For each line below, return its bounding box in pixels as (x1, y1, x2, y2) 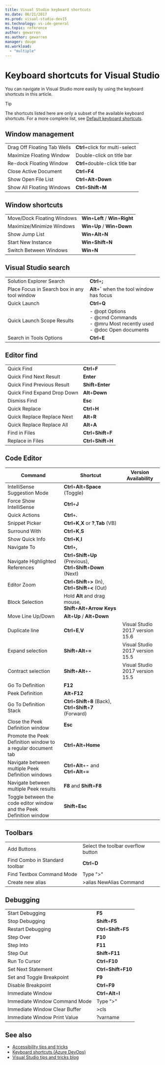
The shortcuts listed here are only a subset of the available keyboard (5, 110, 144, 116)
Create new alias (7, 879, 46, 886)
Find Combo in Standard (7, 857, 64, 864)
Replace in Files (7, 437, 44, 444)
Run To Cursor (7, 958, 41, 965)
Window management (5, 130, 75, 138)
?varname (96, 1014, 119, 1021)
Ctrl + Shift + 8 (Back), (63, 698, 111, 704)
